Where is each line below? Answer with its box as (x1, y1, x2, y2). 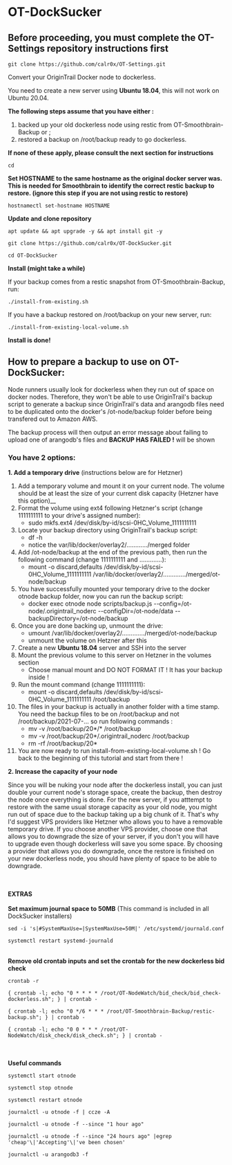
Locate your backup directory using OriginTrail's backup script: (17, 526, 198, 534)
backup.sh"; (8, 1014, 42, 1021)
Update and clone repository (8, 215, 92, 222)
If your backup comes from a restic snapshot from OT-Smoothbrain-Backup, (8, 278, 226, 286)
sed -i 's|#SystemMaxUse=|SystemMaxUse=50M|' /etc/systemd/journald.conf (8, 925, 225, 932)
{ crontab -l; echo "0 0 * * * (8, 1026, 98, 1033)
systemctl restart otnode (8, 1096, 82, 1104)
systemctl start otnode (8, 1072, 77, 1080)
